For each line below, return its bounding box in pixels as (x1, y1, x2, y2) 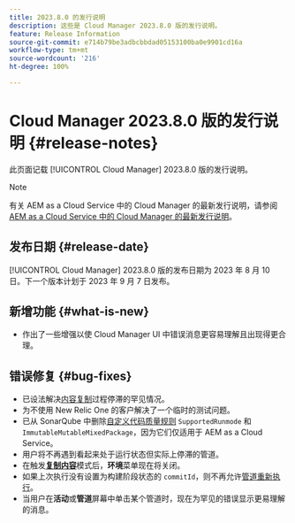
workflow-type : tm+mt (9, 46, 89, 55)
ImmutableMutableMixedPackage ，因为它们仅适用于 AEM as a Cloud (21, 427, 263, 438)
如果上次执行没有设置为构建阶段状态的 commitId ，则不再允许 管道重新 (21, 471, 274, 482)
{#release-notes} (27, 134, 159, 153)
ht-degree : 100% (9, 63, 69, 72)
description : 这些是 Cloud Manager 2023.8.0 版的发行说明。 (9, 21, 222, 30)
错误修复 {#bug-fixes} (9, 368, 132, 383)
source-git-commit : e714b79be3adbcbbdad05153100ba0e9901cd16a (9, 37, 243, 47)
